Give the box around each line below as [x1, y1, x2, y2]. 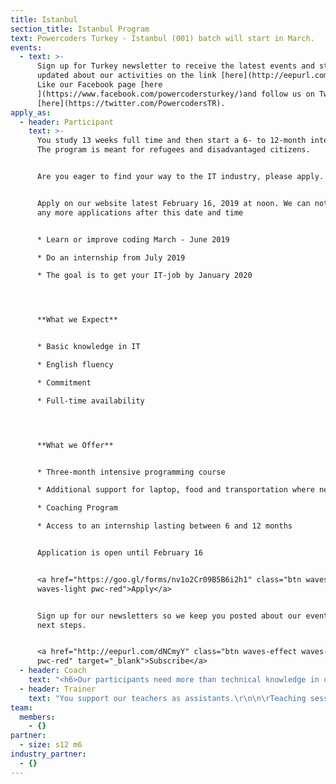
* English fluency [36, 360, 114, 370]
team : [10, 702, 33, 713]
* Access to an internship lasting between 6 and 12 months [36, 521, 293, 531]
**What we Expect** [36, 315, 118, 325]
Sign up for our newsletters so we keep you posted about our [36, 611, 302, 621]
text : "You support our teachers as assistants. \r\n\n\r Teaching [28, 693, 307, 703]
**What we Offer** [36, 440, 114, 450]
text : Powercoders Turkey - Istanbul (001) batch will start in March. [10, 33, 315, 43]
